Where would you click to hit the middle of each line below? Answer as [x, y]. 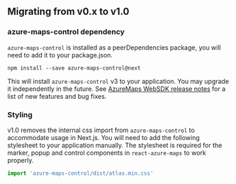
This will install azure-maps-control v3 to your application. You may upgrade [118, 81]
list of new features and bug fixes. [57, 96]
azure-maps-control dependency [66, 32]
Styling [20, 114]
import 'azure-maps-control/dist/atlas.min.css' [80, 173]
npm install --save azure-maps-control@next [74, 68]
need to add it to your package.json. [60, 55]
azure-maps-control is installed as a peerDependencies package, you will [114, 47]
